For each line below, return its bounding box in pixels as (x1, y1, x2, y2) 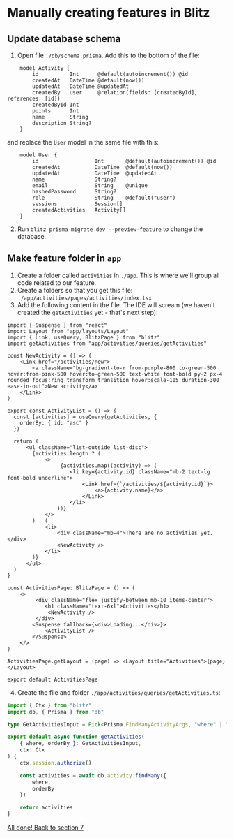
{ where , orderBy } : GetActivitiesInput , (19, 740, 141, 747)
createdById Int (32, 101, 79, 108)
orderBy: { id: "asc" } (19, 419, 89, 427)
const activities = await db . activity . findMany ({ (19, 772, 167, 779)
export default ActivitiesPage (7, 676, 98, 683)
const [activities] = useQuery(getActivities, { (13, 413, 157, 420)
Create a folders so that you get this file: (17, 286, 133, 294)
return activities (19, 804, 73, 811)
